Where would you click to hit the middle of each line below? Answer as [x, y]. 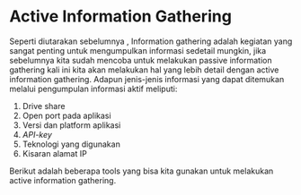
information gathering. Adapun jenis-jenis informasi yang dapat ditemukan [147, 79]
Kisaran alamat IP [54, 153]
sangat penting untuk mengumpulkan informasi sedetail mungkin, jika [138, 50]
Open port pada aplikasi [66, 115]
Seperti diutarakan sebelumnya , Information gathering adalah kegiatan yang [151, 41]
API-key [37, 134]
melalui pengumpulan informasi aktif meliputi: [93, 89]
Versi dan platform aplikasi [71, 125]
